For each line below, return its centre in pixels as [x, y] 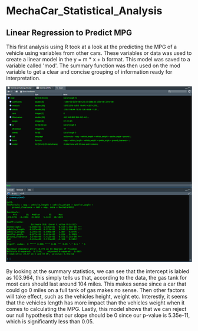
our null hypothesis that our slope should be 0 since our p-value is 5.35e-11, [98, 315]
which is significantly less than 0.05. [50, 322]
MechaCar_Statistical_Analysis [84, 11]
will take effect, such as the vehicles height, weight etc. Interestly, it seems [97, 297]
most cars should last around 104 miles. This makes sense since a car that [96, 284]
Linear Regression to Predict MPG [69, 33]
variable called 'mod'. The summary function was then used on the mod [93, 65]
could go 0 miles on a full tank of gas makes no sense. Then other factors [95, 290]
